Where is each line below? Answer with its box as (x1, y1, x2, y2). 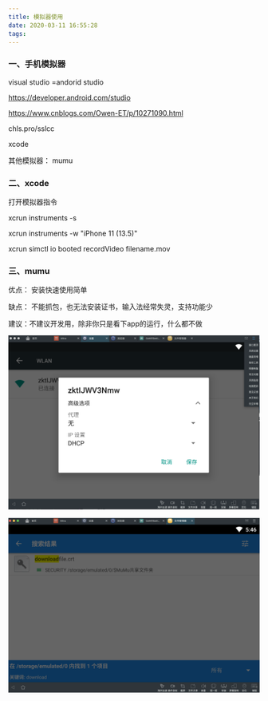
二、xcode (8, 177, 49, 188)
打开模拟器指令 (8, 196, 57, 207)
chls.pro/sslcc (8, 124, 55, 133)
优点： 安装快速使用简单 (8, 285, 88, 295)
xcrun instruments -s (8, 212, 77, 223)
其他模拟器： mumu (8, 156, 73, 165)
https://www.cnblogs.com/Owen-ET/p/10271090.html (8, 108, 183, 117)
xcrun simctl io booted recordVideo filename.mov (8, 244, 171, 253)
